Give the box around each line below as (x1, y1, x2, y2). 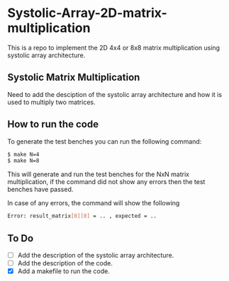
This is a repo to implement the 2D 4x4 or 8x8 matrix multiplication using (7, 43, 220, 52)
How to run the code (7, 118, 99, 130)
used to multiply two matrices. (7, 98, 96, 106)
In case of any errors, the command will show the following (7, 199, 180, 207)
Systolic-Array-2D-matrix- (7, 5, 168, 21)
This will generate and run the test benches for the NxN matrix (7, 170, 190, 178)
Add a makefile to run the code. (17, 267, 110, 275)
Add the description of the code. (17, 259, 113, 268)
